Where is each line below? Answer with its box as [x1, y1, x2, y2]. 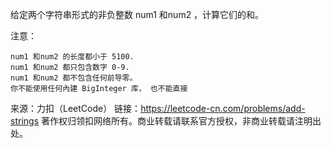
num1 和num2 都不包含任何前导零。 [10, 73, 138, 83]
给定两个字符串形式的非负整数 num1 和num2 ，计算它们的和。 [10, 9, 265, 20]
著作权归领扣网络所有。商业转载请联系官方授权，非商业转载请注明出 [40, 115, 322, 127]
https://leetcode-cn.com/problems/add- [140, 103, 306, 114]
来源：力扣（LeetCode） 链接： [10, 103, 142, 114]
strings [10, 115, 40, 127]
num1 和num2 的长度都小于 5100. [10, 52, 135, 62]
